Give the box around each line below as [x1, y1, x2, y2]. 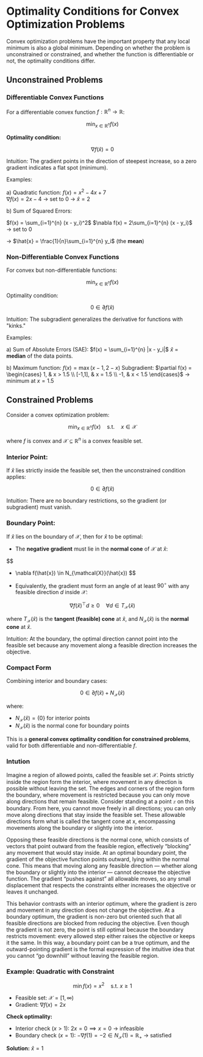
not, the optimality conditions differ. [6, 57, 96, 64]
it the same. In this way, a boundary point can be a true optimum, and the [6, 939, 190, 946]
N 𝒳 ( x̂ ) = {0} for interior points [15, 714, 90, 723]
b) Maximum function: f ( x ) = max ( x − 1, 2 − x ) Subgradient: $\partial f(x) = [6, 364, 192, 371]
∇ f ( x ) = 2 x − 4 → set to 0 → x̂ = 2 [6, 195, 90, 203]
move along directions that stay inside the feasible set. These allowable [6, 811, 186, 818]
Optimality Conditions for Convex [6, 4, 179, 18]
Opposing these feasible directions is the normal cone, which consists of [6, 836, 189, 843]
